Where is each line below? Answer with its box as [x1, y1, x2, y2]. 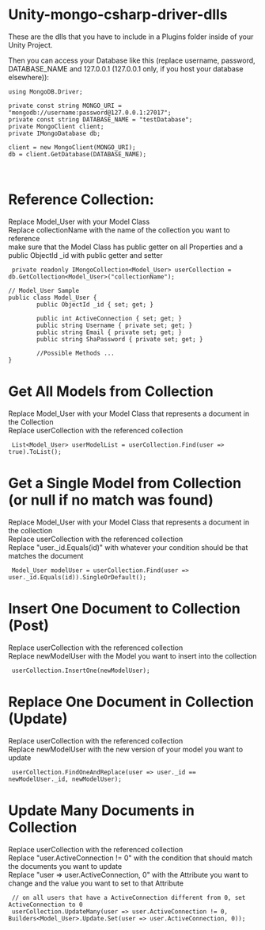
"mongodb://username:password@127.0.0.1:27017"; [8, 109, 172, 117]
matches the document [8, 551, 84, 560]
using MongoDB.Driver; [8, 87, 83, 96]
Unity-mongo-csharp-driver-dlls [8, 6, 228, 24]
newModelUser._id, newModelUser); [8, 775, 123, 783]
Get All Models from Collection [8, 382, 214, 401]
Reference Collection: [8, 190, 154, 209]
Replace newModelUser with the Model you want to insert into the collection [8, 651, 257, 660]
